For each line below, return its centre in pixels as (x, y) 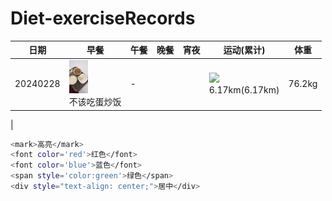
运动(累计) (244, 50)
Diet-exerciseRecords (103, 18)
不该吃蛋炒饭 (95, 102)
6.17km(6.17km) (244, 89)
